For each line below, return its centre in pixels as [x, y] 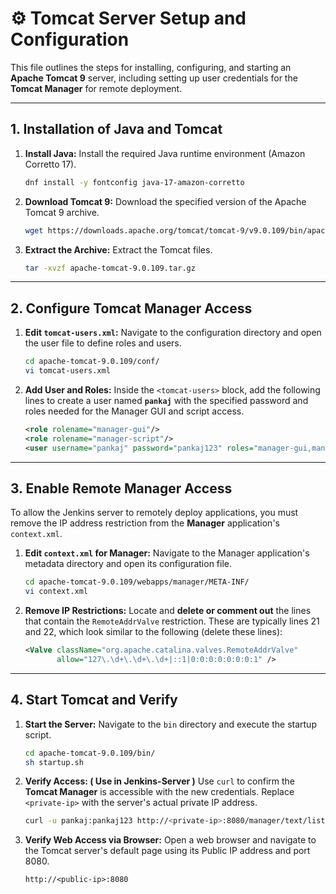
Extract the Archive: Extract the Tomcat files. [118, 249]
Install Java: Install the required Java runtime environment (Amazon [165, 153]
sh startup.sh [54, 762]
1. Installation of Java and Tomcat [116, 129]
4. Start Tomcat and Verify [94, 700]
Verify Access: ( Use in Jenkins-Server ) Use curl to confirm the [160, 781]
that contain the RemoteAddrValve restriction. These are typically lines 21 [172, 621]
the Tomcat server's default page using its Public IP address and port [167, 851]
